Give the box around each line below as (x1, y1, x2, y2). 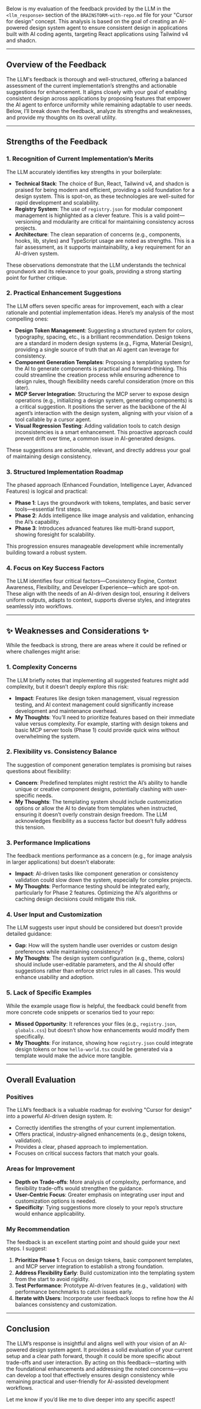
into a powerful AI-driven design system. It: (6, 1112, 113, 1120)
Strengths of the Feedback (6, 137, 108, 147)
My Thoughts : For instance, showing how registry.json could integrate (14, 1039, 193, 1046)
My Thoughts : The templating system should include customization (14, 798, 182, 805)
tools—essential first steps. (14, 505, 83, 513)
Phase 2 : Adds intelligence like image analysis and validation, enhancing (14, 512, 194, 519)
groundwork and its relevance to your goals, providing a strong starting (6, 267, 182, 275)
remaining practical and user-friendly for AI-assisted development (6, 1378, 169, 1385)
